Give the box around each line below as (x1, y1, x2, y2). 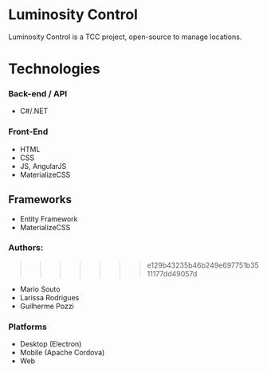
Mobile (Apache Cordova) (19, 348, 105, 358)
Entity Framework (19, 213, 78, 224)
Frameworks (8, 193, 73, 206)
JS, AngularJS (19, 161, 67, 170)
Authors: (8, 242, 44, 253)
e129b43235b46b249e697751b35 (147, 260, 259, 270)
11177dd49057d (147, 268, 198, 278)
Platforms (8, 321, 48, 332)
